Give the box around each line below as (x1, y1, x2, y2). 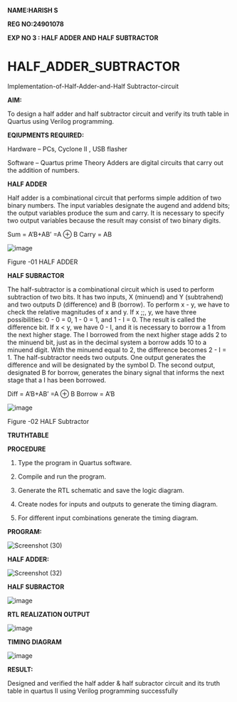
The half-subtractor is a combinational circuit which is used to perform (7, 284, 215, 294)
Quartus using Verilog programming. (7, 117, 115, 125)
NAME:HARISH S (7, 6, 58, 14)
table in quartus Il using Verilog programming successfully (7, 686, 178, 695)
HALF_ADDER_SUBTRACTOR (7, 58, 180, 75)
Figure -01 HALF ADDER (7, 257, 78, 266)
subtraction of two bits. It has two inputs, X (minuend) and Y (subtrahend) (7, 292, 224, 301)
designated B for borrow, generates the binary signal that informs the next (7, 368, 224, 376)
